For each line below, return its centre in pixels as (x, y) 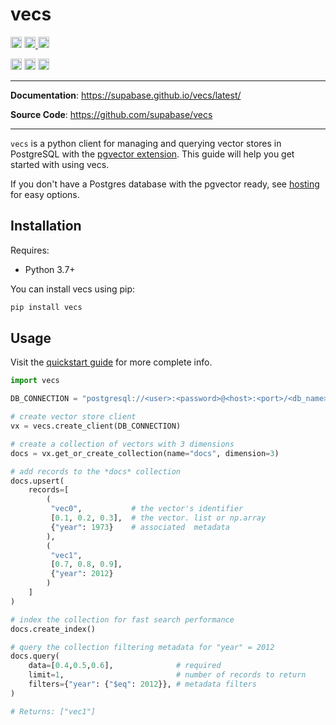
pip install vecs (46, 307)
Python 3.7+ (50, 269)
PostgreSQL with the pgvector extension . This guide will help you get (152, 154)
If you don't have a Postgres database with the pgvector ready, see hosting (165, 184)
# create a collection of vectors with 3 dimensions (122, 444)
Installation (46, 226)
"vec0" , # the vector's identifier (147, 509)
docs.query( (35, 656)
